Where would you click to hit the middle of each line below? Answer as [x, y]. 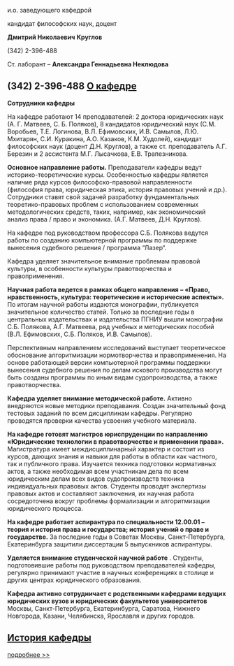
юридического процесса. [45, 508]
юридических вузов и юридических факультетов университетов [107, 601]
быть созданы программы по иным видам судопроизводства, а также [112, 377]
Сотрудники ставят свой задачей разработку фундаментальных [103, 197]
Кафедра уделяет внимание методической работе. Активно [100, 398]
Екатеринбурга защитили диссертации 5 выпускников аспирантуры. [110, 544]
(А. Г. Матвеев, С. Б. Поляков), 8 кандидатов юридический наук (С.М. [112, 124]
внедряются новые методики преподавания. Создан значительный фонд [116, 405]
